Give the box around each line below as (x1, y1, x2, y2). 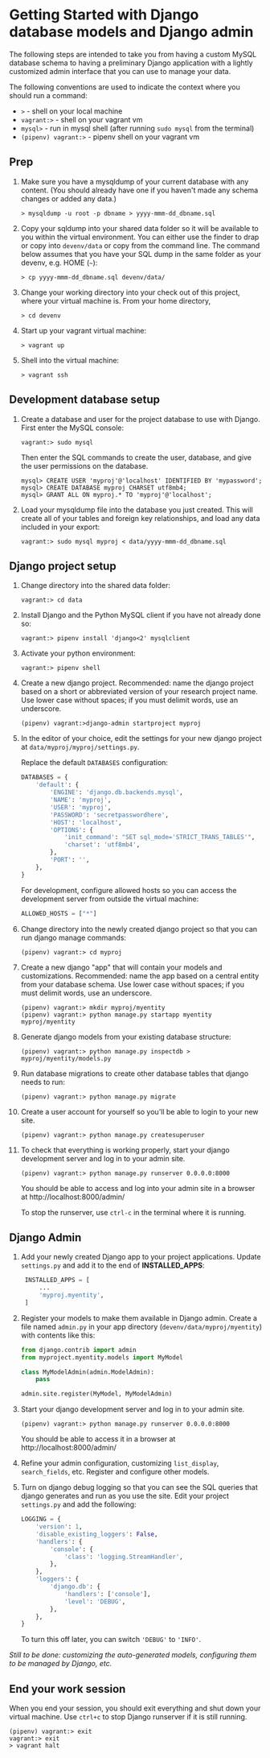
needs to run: (20, 1077, 65, 1086)
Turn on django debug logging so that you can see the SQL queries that (20, 1483, 258, 1492)
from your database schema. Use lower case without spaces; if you (20, 979, 244, 989)
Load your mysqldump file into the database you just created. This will (20, 505, 254, 515)
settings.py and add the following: (20, 1499, 137, 1509)
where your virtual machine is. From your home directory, (20, 296, 211, 305)
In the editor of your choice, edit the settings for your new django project (20, 734, 262, 743)
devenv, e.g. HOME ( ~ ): (20, 258, 98, 267)
